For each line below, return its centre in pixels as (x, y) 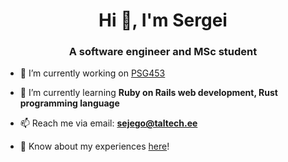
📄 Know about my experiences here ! (94, 146)
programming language (69, 103)
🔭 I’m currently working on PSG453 (92, 73)
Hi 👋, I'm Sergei (163, 20)
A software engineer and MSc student (163, 52)
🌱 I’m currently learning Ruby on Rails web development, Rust (148, 93)
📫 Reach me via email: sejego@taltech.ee (108, 123)
